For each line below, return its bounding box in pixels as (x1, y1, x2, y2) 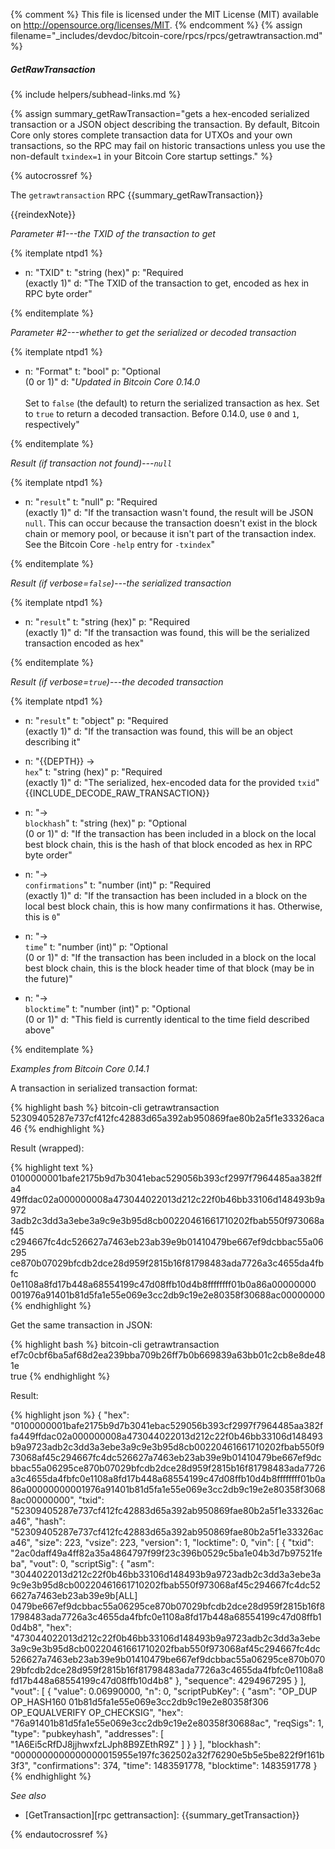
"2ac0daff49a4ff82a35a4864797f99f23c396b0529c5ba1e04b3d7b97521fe (10, 1547, 323, 1559)
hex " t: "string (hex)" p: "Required (24, 765, 163, 778)
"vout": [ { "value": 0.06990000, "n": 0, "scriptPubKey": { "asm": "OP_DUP (10, 1685, 318, 1697)
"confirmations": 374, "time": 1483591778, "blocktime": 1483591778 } (32, 1759, 318, 1771)
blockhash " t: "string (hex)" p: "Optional (24, 817, 187, 829)
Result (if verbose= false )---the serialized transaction (10, 577, 232, 589)
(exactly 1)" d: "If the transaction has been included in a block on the (24, 889, 308, 901)
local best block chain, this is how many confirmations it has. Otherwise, (24, 900, 323, 912)
